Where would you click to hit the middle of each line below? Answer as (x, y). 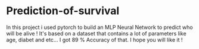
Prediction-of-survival (63, 11)
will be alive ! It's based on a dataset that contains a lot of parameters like (96, 33)
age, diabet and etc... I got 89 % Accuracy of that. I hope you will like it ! (94, 40)
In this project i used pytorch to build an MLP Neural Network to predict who (99, 27)
